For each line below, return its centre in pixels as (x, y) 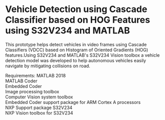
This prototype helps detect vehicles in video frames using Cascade (76, 44)
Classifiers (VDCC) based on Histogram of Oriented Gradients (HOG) (77, 50)
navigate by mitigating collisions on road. (48, 66)
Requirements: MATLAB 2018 (36, 75)
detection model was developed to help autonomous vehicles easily (76, 60)
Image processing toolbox (32, 91)
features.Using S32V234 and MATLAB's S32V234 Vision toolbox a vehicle (82, 55)
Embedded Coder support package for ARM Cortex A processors (73, 102)
